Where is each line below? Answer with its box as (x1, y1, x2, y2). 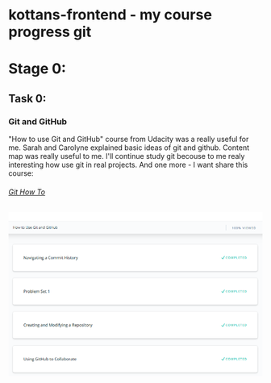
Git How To (8, 187, 46, 197)
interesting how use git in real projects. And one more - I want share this (8, 160, 248, 170)
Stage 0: (8, 60, 67, 78)
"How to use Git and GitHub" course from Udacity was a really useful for (8, 135, 249, 144)
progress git (8, 23, 92, 41)
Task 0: (8, 91, 47, 106)
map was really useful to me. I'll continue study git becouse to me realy (8, 152, 245, 161)
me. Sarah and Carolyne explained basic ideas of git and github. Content (8, 143, 250, 152)
